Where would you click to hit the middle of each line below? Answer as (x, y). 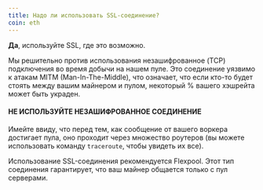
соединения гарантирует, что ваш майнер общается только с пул (118, 169)
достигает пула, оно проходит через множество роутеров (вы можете (126, 137)
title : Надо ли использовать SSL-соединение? (84, 15)
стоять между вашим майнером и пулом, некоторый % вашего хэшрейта (131, 85)
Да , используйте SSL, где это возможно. (77, 45)
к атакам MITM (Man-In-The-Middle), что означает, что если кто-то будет (131, 77)
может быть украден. (44, 93)
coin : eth (24, 23)
